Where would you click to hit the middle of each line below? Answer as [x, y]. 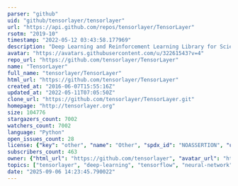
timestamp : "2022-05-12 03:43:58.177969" [69, 40]
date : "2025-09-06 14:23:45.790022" [61, 172]
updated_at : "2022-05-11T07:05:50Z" [61, 93]
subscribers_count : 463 [42, 152]
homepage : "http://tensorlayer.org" [61, 106]
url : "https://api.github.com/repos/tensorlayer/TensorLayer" [101, 27]
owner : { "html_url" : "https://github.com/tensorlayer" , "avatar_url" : [114, 159]
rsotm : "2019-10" [33, 34]
